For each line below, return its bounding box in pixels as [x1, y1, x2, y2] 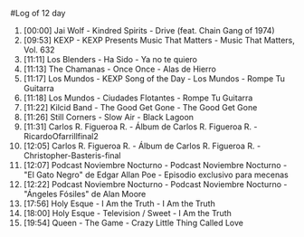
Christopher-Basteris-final [23, 150, 121, 161]
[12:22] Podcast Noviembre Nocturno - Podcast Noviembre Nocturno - [23, 179, 288, 189]
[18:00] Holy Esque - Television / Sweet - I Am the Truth [23, 208, 232, 218]
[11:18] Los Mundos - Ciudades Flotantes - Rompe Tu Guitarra [23, 92, 253, 103]
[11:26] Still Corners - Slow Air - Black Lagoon [23, 112, 194, 122]
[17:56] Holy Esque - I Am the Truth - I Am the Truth [23, 198, 215, 209]
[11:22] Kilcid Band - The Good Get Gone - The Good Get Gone [23, 102, 258, 112]
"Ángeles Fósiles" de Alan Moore [23, 189, 147, 199]
